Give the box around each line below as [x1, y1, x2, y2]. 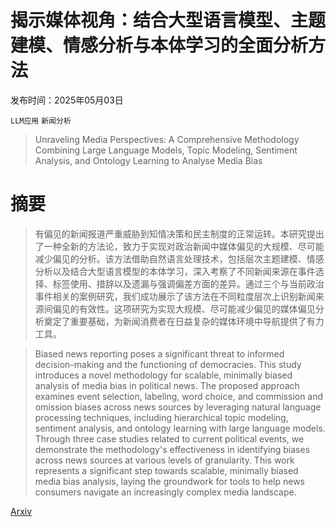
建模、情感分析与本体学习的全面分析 [10, 34, 309, 57]
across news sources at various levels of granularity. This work [34, 454, 295, 466]
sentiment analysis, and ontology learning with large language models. [34, 422, 326, 434]
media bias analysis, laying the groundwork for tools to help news [34, 475, 305, 487]
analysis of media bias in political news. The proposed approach [34, 379, 300, 391]
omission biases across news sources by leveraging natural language [34, 401, 322, 413]
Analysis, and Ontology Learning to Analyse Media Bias [34, 154, 263, 166]
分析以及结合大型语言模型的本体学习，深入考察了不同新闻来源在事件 [34, 265, 316, 277]
